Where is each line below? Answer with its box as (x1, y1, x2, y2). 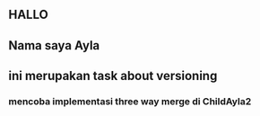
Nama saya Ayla (8, 38, 100, 53)
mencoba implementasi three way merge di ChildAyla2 (8, 95, 252, 108)
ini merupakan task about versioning (8, 68, 218, 84)
